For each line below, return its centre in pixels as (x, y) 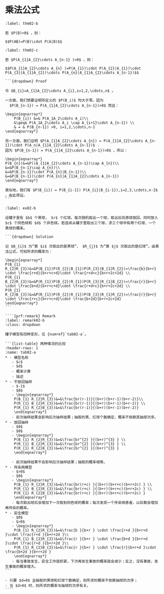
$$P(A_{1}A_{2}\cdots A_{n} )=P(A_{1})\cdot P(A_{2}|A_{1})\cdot (73, 68)
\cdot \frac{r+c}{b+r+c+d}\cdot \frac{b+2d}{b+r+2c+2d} (63, 299)
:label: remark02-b (25, 320)
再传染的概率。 (18, 508)
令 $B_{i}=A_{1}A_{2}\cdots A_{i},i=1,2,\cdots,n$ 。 (60, 91)
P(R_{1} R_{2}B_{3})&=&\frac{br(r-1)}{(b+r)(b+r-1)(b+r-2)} (76, 408)
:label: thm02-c (22, 50)
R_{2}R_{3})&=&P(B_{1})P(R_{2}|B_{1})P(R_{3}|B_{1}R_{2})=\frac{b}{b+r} (81, 268)
